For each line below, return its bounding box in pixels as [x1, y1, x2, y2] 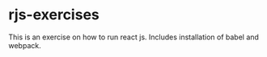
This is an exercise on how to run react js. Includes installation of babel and [8, 32, 259, 42]
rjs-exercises [8, 6, 100, 24]
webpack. [8, 40, 42, 50]
